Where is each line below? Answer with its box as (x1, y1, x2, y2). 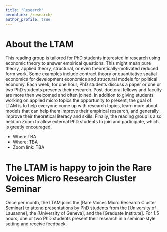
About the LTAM (5, 38, 74, 50)
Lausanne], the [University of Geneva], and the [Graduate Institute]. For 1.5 (5, 210, 159, 216)
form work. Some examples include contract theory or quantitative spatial (5, 71, 157, 77)
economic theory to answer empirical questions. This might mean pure (5, 60, 151, 66)
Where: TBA (12, 139, 38, 145)
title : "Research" (5, 7, 44, 13)
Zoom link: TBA (12, 144, 45, 150)
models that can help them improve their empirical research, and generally (5, 108, 159, 114)
